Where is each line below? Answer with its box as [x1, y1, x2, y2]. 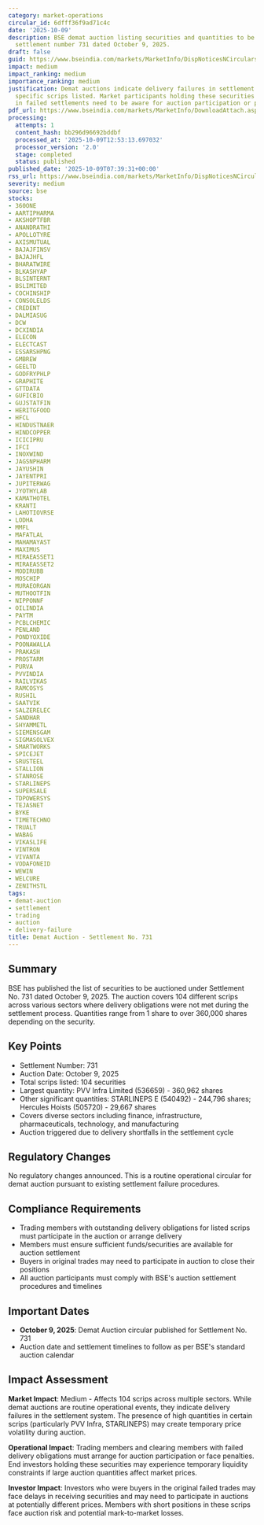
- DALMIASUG [8, 312, 47, 319]
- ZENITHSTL [8, 882, 47, 890]
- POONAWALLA [8, 641, 51, 649]
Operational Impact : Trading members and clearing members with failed [8, 1442, 244, 1452]
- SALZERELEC [8, 707, 51, 714]
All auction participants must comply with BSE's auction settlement [19, 1273, 236, 1283]
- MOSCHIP [8, 575, 41, 583]
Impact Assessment [8, 1373, 108, 1387]
